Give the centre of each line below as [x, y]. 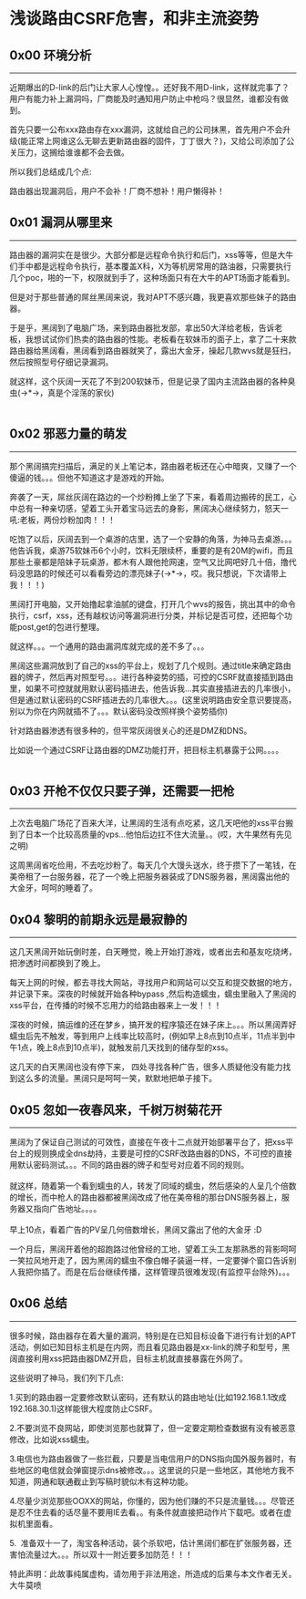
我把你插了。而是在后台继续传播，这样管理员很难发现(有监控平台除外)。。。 [156, 1272]
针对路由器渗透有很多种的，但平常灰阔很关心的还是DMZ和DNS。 [131, 730]
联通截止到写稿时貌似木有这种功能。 [125, 1481]
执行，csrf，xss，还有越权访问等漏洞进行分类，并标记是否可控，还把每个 [147, 615]
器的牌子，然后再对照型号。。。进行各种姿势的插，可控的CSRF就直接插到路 [148, 676]
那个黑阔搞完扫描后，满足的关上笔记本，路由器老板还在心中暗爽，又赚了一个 [153, 466]
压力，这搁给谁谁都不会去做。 [73, 152]
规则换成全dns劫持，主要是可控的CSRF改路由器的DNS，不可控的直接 [163, 1153]
